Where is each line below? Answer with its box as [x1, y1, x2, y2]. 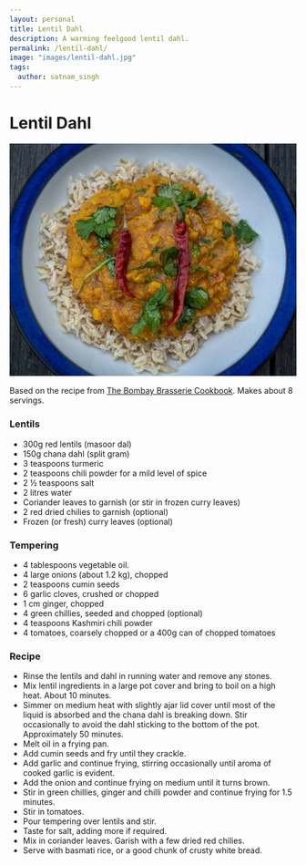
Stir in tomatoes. [22, 807, 85, 818]
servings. [9, 395, 45, 406]
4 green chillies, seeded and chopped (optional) [22, 607, 203, 619]
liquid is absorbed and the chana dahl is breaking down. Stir [22, 709, 248, 720]
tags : [9, 63, 30, 72]
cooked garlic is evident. [22, 767, 116, 778]
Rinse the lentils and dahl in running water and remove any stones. [22, 671, 272, 682]
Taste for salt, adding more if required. [22, 826, 168, 837]
